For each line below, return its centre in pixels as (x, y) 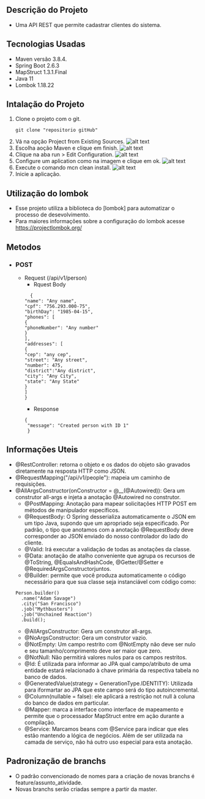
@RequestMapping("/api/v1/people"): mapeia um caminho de (92, 477)
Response (46, 409)
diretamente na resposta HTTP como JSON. (71, 471)
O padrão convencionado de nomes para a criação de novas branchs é (105, 776)
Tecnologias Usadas (46, 44)
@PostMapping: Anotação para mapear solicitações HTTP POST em (110, 503)
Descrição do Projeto (47, 10)
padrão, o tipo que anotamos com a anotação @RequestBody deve (109, 529)
